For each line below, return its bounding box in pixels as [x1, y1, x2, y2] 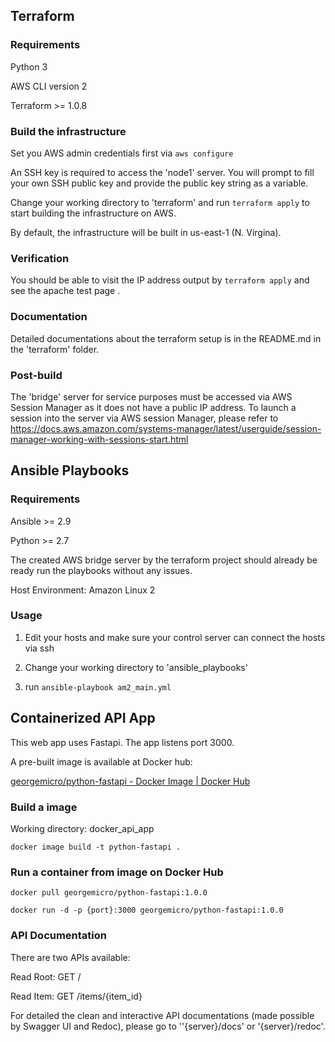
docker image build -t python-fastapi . [10, 842, 182, 852]
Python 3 [10, 60, 48, 73]
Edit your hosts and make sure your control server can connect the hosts [24, 631, 326, 643]
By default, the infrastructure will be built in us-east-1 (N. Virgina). [10, 226, 282, 238]
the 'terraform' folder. [10, 343, 100, 355]
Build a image [10, 800, 78, 814]
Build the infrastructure [10, 124, 127, 138]
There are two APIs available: [10, 951, 131, 963]
